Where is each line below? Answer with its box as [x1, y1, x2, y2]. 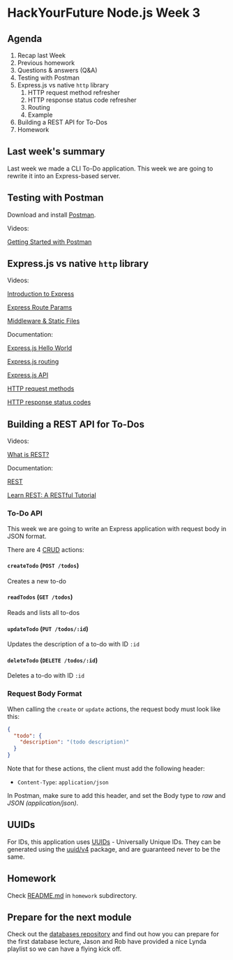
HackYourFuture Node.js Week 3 [7, 5, 201, 21]
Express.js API [7, 371, 49, 379]
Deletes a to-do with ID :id [7, 671, 85, 680]
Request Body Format [7, 689, 82, 699]
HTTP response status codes [7, 398, 91, 407]
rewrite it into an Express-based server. [7, 171, 121, 180]
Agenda [7, 33, 43, 45]
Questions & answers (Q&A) [17, 66, 98, 74]
